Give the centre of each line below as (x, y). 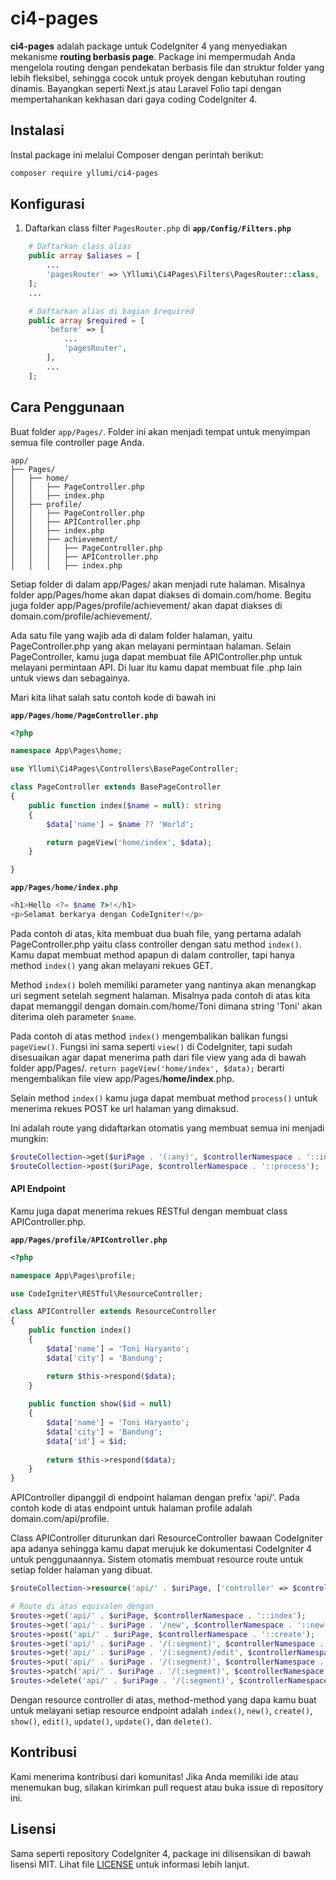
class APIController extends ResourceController (113, 1312)
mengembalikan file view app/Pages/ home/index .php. (122, 1078)
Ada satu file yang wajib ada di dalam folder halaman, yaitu (131, 635)
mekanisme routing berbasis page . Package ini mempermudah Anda (153, 56)
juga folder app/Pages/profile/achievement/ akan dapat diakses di (146, 605)
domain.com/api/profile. (60, 1519)
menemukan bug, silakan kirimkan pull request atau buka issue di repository (167, 1787)
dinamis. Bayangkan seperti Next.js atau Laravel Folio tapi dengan (146, 88)
